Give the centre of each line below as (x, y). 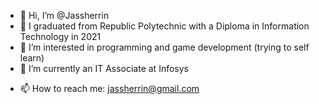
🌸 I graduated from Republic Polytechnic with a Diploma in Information (164, 26)
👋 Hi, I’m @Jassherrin (64, 15)
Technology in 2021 (60, 36)
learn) (32, 58)
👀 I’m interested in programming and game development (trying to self (164, 47)
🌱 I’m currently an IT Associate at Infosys (104, 68)
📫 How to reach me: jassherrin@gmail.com (109, 88)
